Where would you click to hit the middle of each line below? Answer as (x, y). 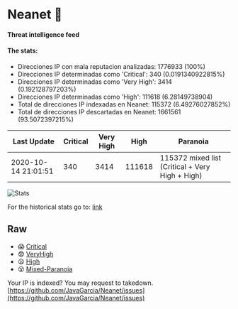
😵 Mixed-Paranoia (45, 269)
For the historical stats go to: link (55, 207)
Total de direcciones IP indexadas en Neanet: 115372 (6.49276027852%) (124, 104)
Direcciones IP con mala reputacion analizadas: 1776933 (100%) (111, 66)
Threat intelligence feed (44, 34)
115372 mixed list (191, 158)
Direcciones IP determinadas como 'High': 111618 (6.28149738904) (115, 97)
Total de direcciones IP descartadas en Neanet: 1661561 (99, 112)
